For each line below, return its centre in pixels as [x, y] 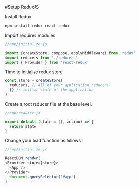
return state [23, 126]
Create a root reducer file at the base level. [49, 104]
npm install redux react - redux [37, 26]
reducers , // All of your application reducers [59, 85]
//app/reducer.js [23, 113]
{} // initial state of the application [52, 90]
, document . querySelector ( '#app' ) [41, 177]
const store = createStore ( [34, 81]
